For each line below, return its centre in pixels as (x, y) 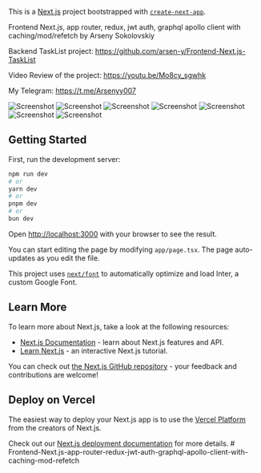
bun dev (21, 219)
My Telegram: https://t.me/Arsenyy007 (72, 91)
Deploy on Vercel (52, 400)
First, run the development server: (64, 159)
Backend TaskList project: (51, 51)
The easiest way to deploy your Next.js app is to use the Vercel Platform (127, 419)
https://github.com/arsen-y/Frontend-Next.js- (170, 51)
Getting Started (48, 140)
